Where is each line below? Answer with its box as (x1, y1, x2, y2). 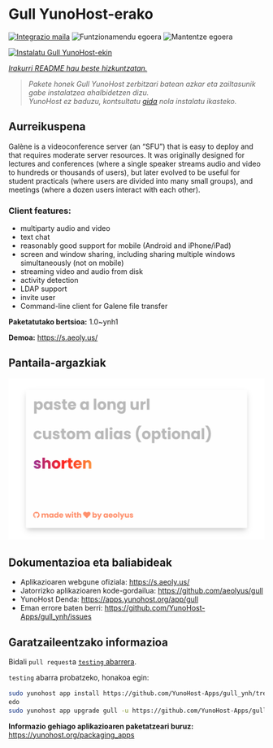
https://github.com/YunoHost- (104, 603, 206, 613)
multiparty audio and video (19, 224, 111, 233)
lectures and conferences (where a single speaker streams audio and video (8, 159, 262, 168)
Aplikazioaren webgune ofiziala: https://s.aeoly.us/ (19, 577, 190, 587)
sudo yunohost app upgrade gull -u (8, 707, 129, 715)
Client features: (8, 205, 71, 216)
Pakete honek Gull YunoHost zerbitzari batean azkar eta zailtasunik (28, 79, 256, 89)
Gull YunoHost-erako (8, 5, 154, 24)
